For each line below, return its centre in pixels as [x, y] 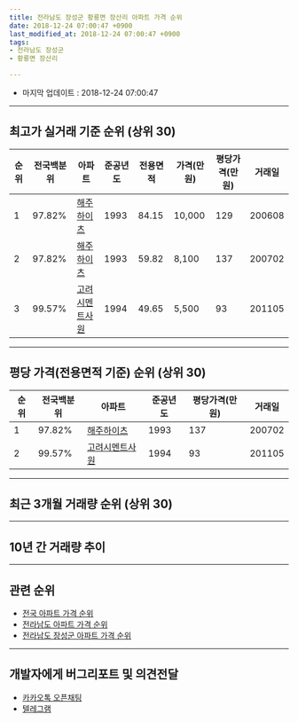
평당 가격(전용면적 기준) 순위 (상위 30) [108, 373]
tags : [19, 42]
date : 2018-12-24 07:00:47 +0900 [71, 26]
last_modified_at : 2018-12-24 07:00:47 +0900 [94, 34]
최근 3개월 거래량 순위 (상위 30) [91, 504]
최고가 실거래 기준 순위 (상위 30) [93, 132]
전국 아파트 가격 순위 [58, 614]
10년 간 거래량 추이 [58, 547]
